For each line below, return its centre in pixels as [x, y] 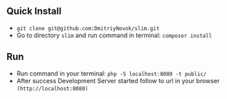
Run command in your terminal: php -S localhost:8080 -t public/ [111, 73]
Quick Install [34, 11]
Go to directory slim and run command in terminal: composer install [114, 35]
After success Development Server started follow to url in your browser [118, 80]
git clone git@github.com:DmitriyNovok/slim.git [88, 28]
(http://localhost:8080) [52, 89]
